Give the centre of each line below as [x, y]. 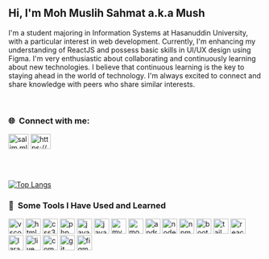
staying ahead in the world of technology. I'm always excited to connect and [135, 75]
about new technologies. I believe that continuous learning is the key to [126, 67]
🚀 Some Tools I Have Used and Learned [87, 206]
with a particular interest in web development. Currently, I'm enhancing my [132, 41]
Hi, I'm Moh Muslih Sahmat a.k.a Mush [107, 13]
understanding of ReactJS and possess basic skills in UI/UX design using [130, 50]
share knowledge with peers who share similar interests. [102, 84]
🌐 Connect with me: [49, 120]
